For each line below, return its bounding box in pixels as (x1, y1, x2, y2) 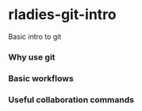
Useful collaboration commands (8, 94, 135, 105)
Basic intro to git (8, 32, 62, 41)
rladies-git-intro (8, 6, 117, 24)
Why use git (8, 52, 56, 63)
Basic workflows (8, 73, 74, 84)
